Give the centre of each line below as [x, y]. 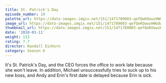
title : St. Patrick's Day [32, 10]
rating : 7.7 [17, 42]
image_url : [16, 23]
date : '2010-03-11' [25, 32]
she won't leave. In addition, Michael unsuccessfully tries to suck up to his [81, 70]
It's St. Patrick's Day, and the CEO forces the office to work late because [79, 65]
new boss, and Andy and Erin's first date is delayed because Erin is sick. [79, 75]
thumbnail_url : [21, 28]
